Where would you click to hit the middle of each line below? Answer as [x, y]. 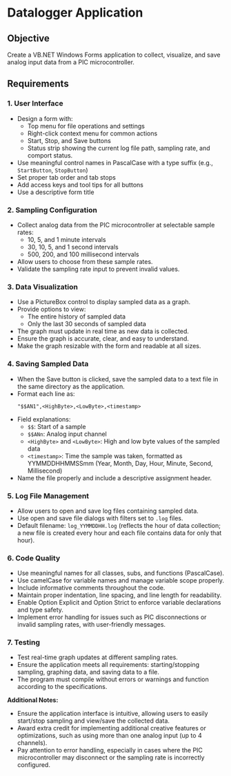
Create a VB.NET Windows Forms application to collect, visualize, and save [114, 55]
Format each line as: [46, 394]
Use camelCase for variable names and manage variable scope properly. [121, 580]
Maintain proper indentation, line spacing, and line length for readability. [119, 595]
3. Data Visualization [42, 287]
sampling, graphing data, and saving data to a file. [88, 672]
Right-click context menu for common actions [92, 133]
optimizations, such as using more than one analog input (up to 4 [109, 736]
